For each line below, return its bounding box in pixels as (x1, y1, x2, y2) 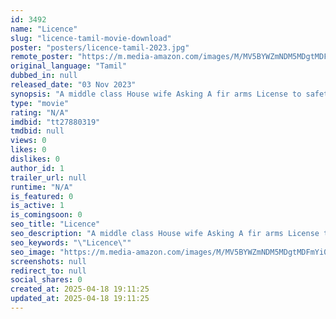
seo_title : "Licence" (10, 219, 101, 230)
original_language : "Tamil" (10, 61, 128, 71)
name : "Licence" (10, 24, 78, 34)
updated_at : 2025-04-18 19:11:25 (10, 294, 150, 304)
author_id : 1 (10, 163, 65, 173)
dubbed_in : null (10, 71, 78, 81)
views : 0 (10, 136, 47, 146)
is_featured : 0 (10, 191, 74, 201)
